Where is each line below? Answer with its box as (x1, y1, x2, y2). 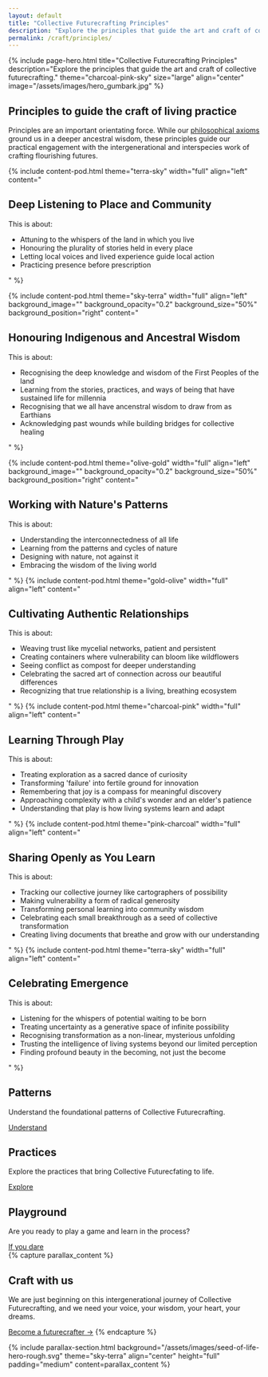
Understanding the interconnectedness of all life (19, 535, 179, 544)
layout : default (8, 11, 62, 20)
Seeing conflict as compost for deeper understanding (19, 661, 196, 670)
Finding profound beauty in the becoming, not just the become (19, 1047, 226, 1057)
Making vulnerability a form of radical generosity (19, 895, 180, 906)
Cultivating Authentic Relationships (8, 607, 189, 621)
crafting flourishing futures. (8, 151, 98, 160)
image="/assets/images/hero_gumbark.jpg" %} (8, 81, 164, 91)
